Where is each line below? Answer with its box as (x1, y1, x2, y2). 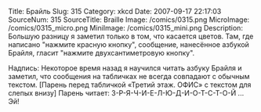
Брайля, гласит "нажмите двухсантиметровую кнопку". (8, 49, 195, 57)
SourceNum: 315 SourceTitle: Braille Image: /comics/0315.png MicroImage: (8, 15, 250, 24)
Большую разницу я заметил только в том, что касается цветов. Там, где (8, 31, 254, 41)
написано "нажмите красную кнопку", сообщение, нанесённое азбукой (8, 40, 249, 49)
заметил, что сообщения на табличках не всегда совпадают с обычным (8, 72, 250, 81)
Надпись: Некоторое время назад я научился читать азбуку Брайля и (8, 63, 242, 73)
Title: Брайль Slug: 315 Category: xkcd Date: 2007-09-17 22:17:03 (8, 7, 222, 16)
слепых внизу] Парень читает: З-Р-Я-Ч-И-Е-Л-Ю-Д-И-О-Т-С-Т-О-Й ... (8, 89, 245, 97)
